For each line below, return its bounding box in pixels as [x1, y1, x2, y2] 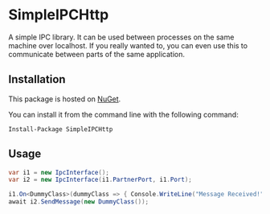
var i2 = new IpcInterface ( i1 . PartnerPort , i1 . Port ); [8, 175, 193, 184]
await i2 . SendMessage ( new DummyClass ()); [8, 198, 149, 206]
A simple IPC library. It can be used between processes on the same [8, 32, 235, 42]
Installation [8, 72, 66, 86]
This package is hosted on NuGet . [8, 94, 121, 104]
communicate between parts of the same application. [8, 49, 186, 59]
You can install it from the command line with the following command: [8, 109, 239, 119]
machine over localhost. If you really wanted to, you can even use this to [8, 40, 247, 50]
